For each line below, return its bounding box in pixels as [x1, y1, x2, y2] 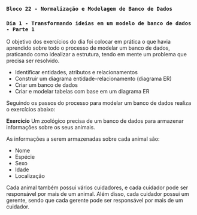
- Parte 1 [6, 26, 35, 32]
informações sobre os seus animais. [6, 124, 96, 131]
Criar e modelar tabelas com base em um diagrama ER [14, 88, 150, 95]
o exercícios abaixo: [6, 106, 56, 113]
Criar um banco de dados [14, 81, 78, 89]
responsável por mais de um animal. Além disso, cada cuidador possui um [6, 190, 190, 198]
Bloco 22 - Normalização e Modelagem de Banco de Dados [6, 5, 172, 12]
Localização [14, 172, 45, 180]
